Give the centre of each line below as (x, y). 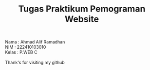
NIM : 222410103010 (26, 47)
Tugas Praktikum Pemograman (82, 9)
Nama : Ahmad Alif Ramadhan (35, 42)
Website (82, 19)
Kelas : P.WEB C (21, 52)
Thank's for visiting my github (35, 62)
